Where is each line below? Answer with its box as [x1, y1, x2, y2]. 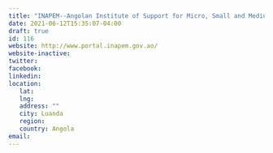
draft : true [8, 27, 49, 35]
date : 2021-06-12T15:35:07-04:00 [8, 19, 122, 28]
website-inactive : [8, 49, 71, 57]
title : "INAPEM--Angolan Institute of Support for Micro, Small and [8, 11, 245, 20]
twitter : [8, 57, 38, 66]
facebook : [8, 65, 42, 73]
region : [19, 117, 45, 125]
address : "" [19, 102, 60, 110]
